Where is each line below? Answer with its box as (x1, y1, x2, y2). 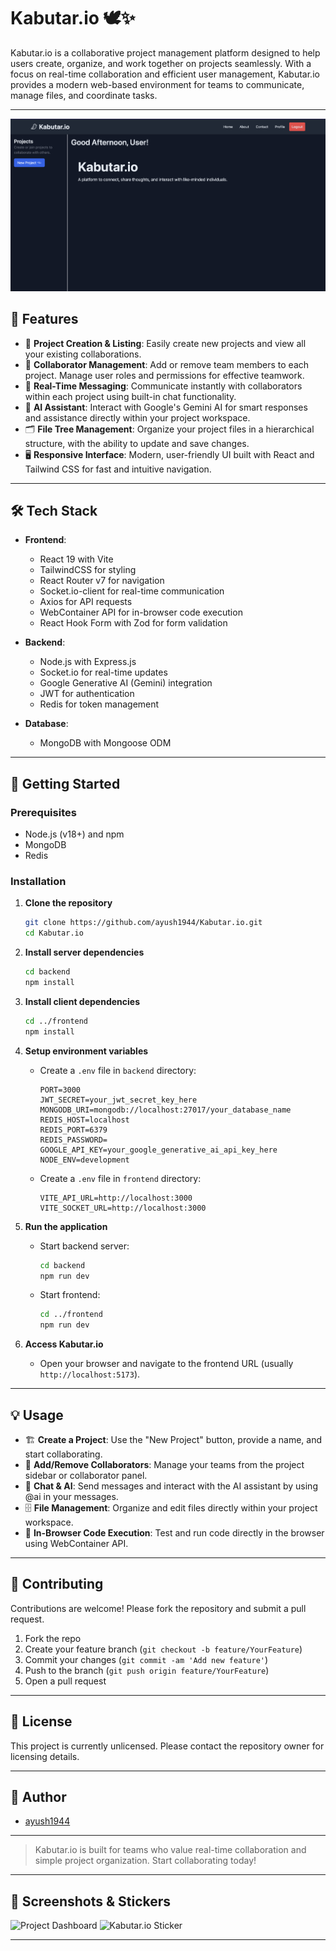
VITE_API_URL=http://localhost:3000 (39, 1193, 193, 1203)
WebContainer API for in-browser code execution (39, 606, 243, 619)
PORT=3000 (39, 1085, 82, 1095)
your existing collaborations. (24, 348, 142, 360)
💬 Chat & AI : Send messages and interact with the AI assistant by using (24, 1480, 318, 1492)
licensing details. (10, 1750, 80, 1762)
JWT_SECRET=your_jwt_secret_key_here (39, 1095, 198, 1105)
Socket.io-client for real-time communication (39, 585, 225, 597)
